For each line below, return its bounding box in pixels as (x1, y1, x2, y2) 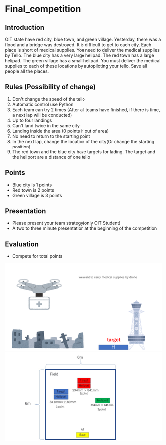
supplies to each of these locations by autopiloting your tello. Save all (5, 63, 147, 69)
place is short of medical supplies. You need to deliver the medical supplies (5, 47, 160, 53)
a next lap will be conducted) (12, 112, 72, 118)
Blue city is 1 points (12, 182, 52, 188)
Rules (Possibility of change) (5, 83, 96, 91)
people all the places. (5, 68, 49, 74)
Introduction (5, 23, 45, 32)
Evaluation (5, 240, 39, 248)
